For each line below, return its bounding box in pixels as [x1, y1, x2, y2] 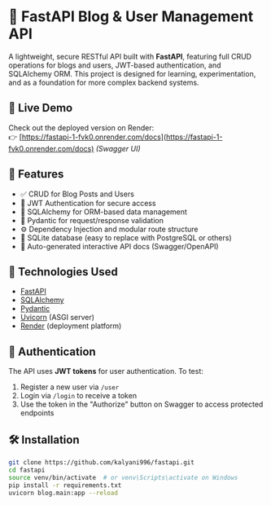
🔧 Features [8, 167, 64, 182]
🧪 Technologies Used [8, 265, 118, 279]
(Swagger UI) [95, 143, 141, 153]
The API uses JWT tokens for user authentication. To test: [8, 367, 203, 376]
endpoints [20, 408, 55, 418]
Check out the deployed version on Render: [8, 122, 155, 133]
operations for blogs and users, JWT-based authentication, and [8, 60, 221, 70]
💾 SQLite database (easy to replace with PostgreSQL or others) [20, 232, 232, 243]
